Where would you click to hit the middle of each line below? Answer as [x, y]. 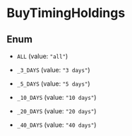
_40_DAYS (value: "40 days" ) [56, 125]
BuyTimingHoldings [66, 13]
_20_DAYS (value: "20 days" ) [56, 111]
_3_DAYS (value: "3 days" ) [53, 70]
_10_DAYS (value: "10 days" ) [56, 97]
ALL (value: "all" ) [42, 56]
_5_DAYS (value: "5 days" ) [53, 84]
